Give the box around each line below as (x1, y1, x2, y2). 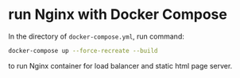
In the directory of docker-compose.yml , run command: (8, 32, 184, 41)
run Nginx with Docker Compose (8, 6, 228, 24)
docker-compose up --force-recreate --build (8, 46, 158, 54)
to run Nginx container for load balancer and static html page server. (8, 61, 233, 70)
